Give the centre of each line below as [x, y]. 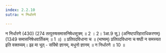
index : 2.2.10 [20, 10]
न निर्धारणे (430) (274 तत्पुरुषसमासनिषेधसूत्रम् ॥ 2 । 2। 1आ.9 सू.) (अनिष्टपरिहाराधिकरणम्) [83, 33]
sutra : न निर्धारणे [21, 15]
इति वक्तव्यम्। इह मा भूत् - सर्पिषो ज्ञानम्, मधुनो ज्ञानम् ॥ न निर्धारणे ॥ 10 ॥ [65, 45]
